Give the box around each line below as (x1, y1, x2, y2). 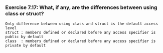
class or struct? (5, 10, 44, 17)
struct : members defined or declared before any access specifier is (5, 30, 156, 35)
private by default (5, 43, 46, 48)
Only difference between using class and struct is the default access (5, 21, 158, 26)
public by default (5, 34, 44, 40)
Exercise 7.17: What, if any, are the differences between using (5, 4, 157, 11)
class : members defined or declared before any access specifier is (5, 39, 156, 44)
